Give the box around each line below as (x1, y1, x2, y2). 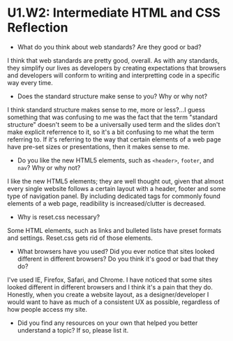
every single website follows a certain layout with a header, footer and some (7, 184, 226, 192)
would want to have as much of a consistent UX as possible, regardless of (7, 298, 220, 306)
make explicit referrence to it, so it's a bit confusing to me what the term (7, 128, 215, 136)
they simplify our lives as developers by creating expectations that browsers (7, 63, 227, 72)
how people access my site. (7, 305, 88, 313)
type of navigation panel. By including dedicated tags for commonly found (7, 192, 221, 200)
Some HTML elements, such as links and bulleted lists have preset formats (7, 226, 222, 234)
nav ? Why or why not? (17, 163, 81, 172)
